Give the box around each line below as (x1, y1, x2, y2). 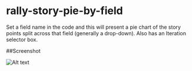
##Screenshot (6, 47, 41, 54)
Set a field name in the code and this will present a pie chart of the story (6, 23, 181, 31)
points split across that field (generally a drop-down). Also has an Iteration (6, 29, 187, 36)
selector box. (6, 36, 38, 43)
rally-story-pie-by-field (6, 4, 123, 18)
